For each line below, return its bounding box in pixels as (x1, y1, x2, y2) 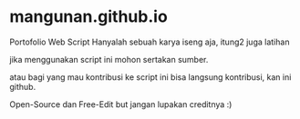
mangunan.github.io (9, 6, 169, 27)
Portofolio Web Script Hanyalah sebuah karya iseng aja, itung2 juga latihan (9, 36, 290, 47)
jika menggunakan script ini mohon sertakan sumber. (9, 54, 209, 64)
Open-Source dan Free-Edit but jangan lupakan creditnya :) (9, 98, 233, 110)
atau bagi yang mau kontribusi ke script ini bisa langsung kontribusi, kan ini (9, 71, 292, 83)
